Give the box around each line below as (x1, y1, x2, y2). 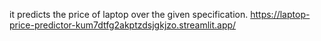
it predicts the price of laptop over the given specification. (9, 9, 249, 20)
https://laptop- (250, 9, 311, 20)
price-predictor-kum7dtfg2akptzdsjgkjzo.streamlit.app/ (9, 19, 237, 31)
